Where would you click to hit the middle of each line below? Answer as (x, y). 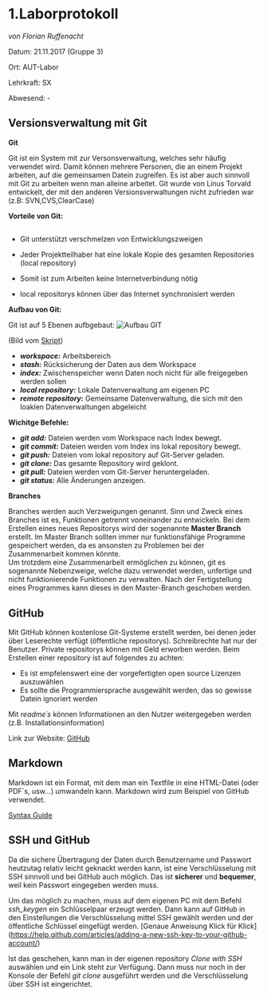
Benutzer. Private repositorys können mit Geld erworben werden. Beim (124, 649)
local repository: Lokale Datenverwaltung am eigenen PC (114, 390)
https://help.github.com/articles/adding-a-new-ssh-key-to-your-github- (129, 934)
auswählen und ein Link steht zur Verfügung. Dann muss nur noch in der (127, 967)
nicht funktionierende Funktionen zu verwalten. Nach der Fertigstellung (125, 580)
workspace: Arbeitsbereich (65, 356)
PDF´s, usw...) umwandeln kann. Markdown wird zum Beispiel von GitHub (129, 791)
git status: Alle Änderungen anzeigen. (82, 481)
